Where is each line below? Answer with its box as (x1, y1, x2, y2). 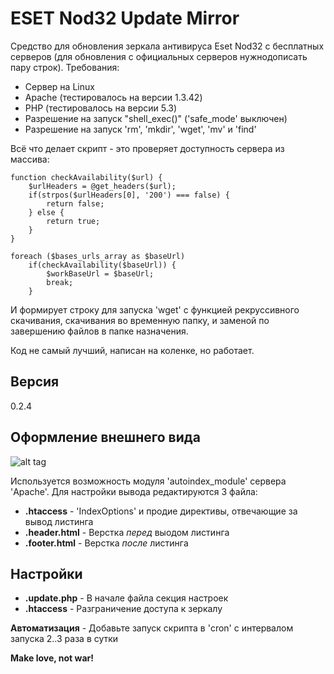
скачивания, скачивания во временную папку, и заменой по (10, 314, 270, 326)
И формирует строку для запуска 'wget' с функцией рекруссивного (10, 303, 300, 316)
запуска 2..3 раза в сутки (10, 633, 119, 645)
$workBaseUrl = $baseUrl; (46, 268, 155, 279)
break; (46, 277, 74, 287)
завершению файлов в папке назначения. (10, 325, 189, 337)
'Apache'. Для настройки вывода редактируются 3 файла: (10, 485, 258, 497)
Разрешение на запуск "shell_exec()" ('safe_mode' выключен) (24, 112, 288, 124)
